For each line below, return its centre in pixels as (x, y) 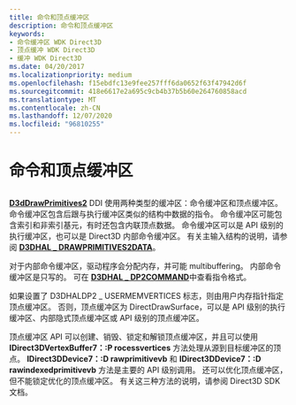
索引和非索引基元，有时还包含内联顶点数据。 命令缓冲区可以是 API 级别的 (150, 225)
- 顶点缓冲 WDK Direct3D (52, 50)
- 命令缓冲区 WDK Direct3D (55, 42)
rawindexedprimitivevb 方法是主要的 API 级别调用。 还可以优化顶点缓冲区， (148, 370)
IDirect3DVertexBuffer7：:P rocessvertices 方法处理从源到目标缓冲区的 (141, 348)
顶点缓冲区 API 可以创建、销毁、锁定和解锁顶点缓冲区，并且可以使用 (134, 336)
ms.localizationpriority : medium (71, 75)
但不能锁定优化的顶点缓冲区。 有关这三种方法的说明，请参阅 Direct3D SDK (145, 380)
